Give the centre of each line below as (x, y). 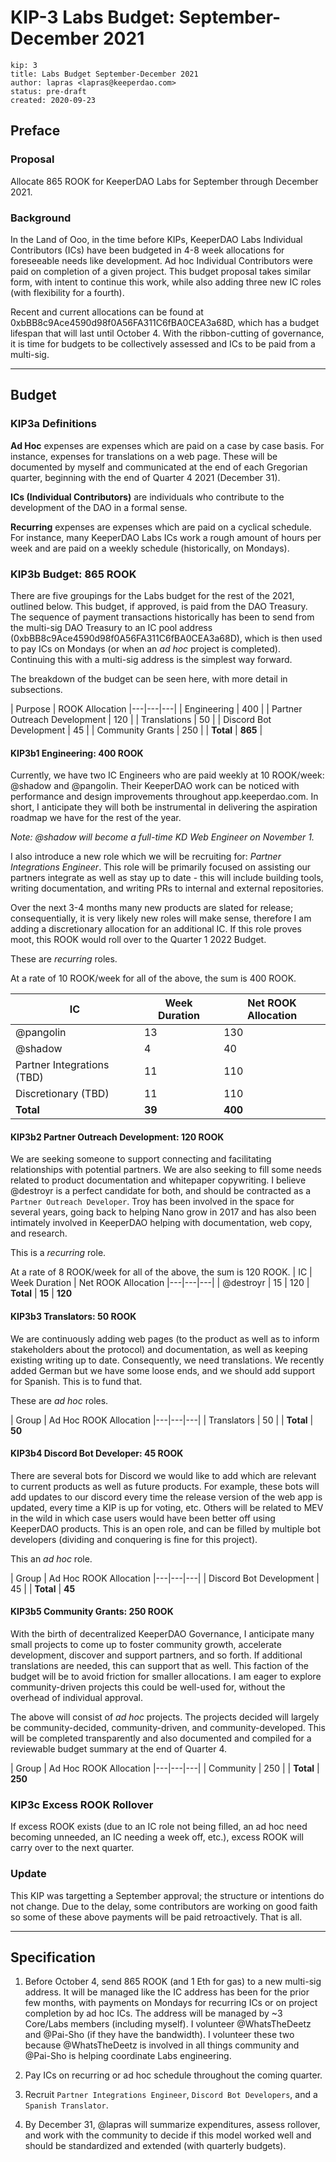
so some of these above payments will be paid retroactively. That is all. (156, 1917)
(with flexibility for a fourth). (67, 292)
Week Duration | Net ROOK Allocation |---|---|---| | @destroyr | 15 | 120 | (160, 1283)
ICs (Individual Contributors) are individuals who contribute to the (147, 497)
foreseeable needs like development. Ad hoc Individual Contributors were (161, 260)
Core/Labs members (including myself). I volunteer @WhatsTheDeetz (168, 2024)
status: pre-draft (48, 91)
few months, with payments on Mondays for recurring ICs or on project (171, 2003)
